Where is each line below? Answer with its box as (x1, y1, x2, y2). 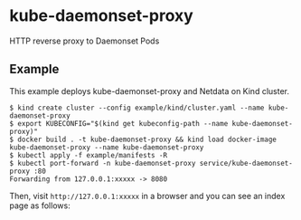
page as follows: (9, 200, 71, 211)
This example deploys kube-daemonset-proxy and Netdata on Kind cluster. (9, 85, 289, 96)
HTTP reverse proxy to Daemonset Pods (9, 35, 160, 46)
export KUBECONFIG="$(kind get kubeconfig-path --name (17, 119, 229, 128)
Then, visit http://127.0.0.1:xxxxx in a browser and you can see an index (9, 190, 286, 201)
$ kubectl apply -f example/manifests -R (9, 150, 168, 159)
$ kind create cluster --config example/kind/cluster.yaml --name (9, 103, 265, 112)
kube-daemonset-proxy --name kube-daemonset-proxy (9, 142, 204, 152)
